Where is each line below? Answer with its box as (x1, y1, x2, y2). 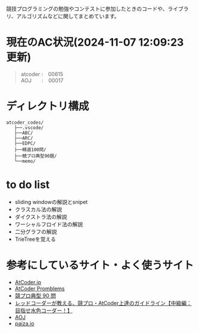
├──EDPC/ (14, 140, 36, 146)
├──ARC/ (14, 135, 33, 141)
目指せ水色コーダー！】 (14, 307, 73, 314)
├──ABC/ (14, 130, 33, 136)
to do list (6, 178, 50, 191)
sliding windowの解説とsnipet (14, 198, 88, 205)
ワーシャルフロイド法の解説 (14, 221, 83, 228)
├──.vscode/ (14, 124, 44, 131)
